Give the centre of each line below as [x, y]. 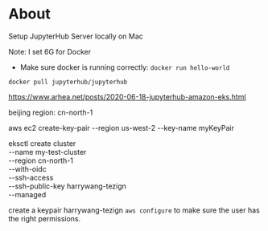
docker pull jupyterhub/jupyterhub [68, 82]
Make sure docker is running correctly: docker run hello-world [125, 67]
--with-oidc [27, 168]
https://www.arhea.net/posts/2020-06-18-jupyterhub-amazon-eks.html [128, 96]
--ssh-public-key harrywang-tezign [68, 186]
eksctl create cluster [42, 143]
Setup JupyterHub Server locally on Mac [76, 36]
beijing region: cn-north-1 [51, 112]
